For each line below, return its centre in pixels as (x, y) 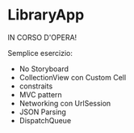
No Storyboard (44, 69)
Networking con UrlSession (65, 103)
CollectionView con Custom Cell (73, 77)
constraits (36, 86)
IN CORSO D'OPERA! (42, 37)
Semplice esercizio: (40, 53)
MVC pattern (40, 94)
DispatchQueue (45, 120)
